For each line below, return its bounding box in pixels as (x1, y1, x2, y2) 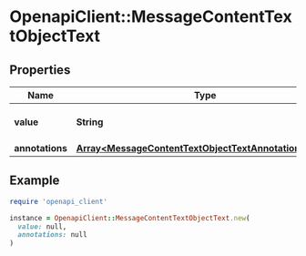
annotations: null (17, 230, 88, 240)
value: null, (17, 221, 67, 231)
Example (9, 173, 60, 189)
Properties (9, 62, 71, 77)
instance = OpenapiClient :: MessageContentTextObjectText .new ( (9, 213, 250, 222)
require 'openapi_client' (9, 197, 107, 206)
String (76, 116, 104, 128)
